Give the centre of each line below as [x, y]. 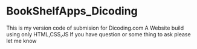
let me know [21, 41]
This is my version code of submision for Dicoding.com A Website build [95, 28]
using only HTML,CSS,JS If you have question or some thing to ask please [99, 34]
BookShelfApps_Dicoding [72, 11]
